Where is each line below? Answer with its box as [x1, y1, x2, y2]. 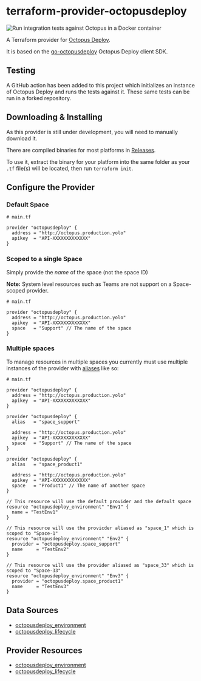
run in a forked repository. [6, 94, 72, 101]
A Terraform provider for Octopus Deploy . [6, 36, 111, 43]
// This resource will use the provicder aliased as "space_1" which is [6, 525, 194, 531]
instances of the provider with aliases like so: [6, 364, 119, 371]
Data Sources [6, 605, 59, 615]
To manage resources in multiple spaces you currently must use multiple [6, 358, 188, 365]
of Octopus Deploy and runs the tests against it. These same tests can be [6, 88, 190, 95]
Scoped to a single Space [6, 255, 83, 263]
